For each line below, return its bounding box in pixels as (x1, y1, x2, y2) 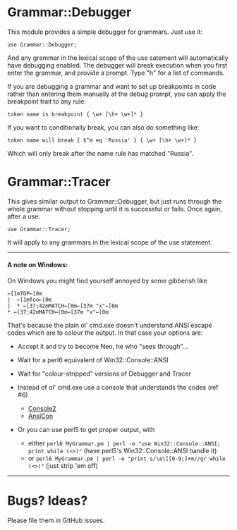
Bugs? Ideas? (7, 493, 88, 509)
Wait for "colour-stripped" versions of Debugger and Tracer (17, 369, 192, 378)
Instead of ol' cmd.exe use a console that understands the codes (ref (17, 383, 219, 392)
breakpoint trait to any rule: (7, 97, 86, 106)
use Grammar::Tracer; (7, 226, 71, 233)
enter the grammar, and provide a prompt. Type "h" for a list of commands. (7, 68, 225, 77)
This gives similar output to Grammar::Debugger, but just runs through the (7, 197, 222, 205)
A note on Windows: (7, 261, 68, 269)
